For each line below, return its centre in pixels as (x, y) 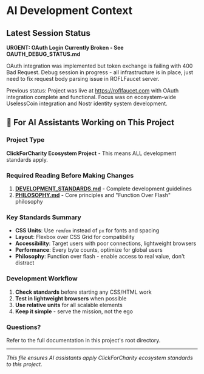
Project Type (25, 140)
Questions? (24, 327)
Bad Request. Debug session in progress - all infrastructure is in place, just (100, 72)
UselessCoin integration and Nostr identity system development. (87, 103)
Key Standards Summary (44, 217)
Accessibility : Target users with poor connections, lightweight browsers (106, 243)
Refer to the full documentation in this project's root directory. (83, 340)
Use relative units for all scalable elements (69, 305)
